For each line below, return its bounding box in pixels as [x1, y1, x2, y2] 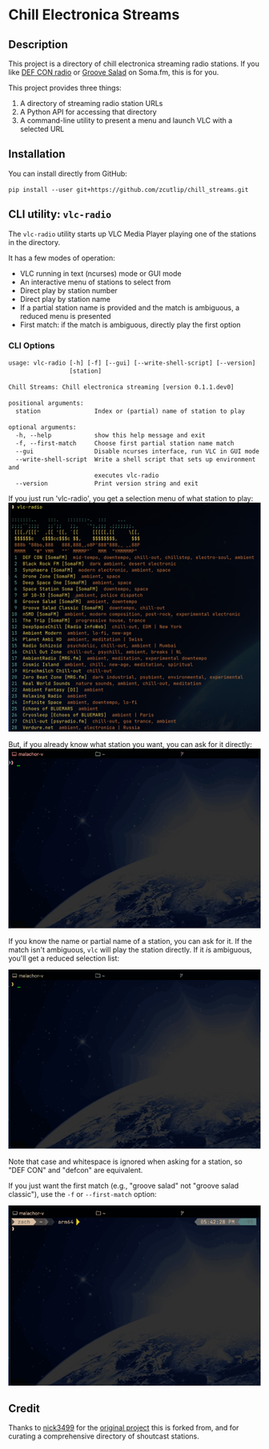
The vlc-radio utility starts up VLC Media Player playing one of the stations [8, 229, 257, 239]
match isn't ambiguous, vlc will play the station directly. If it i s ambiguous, [8, 945, 252, 954]
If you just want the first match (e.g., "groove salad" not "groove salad [8, 1181, 239, 1190]
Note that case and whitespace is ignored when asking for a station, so [8, 1157, 243, 1166]
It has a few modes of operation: [8, 253, 115, 263]
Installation [8, 147, 66, 161]
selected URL [19, 124, 65, 133]
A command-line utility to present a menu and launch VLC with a [19, 116, 233, 125]
